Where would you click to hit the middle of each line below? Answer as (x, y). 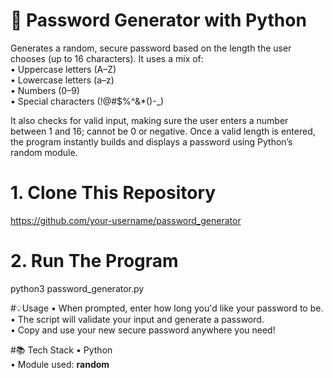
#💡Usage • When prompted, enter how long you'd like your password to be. (167, 308)
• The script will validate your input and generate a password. (137, 319)
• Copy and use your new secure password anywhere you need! (143, 330)
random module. (44, 152)
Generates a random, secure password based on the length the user (151, 48)
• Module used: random (60, 364)
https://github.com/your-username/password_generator (126, 220)
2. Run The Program (94, 261)
